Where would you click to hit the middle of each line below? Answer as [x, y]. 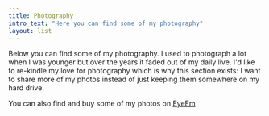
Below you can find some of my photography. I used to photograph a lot [128, 54]
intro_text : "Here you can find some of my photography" [106, 23]
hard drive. [26, 88]
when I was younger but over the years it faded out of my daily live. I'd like [132, 62]
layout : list [30, 31]
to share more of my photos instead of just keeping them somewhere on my [134, 79]
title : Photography [41, 16]
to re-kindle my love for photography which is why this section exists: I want [134, 71]
